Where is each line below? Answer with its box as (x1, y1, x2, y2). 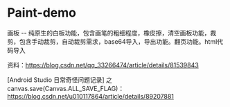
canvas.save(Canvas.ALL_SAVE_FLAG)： (7, 84, 125, 92)
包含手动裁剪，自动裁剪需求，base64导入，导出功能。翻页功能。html (19, 37, 218, 46)
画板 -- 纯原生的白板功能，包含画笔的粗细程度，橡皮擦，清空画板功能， (7, 28, 211, 37)
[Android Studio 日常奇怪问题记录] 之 (7, 75, 113, 84)
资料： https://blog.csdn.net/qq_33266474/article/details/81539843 (7, 60, 199, 69)
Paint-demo (7, 5, 77, 21)
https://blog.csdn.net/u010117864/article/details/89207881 (7, 92, 175, 100)
